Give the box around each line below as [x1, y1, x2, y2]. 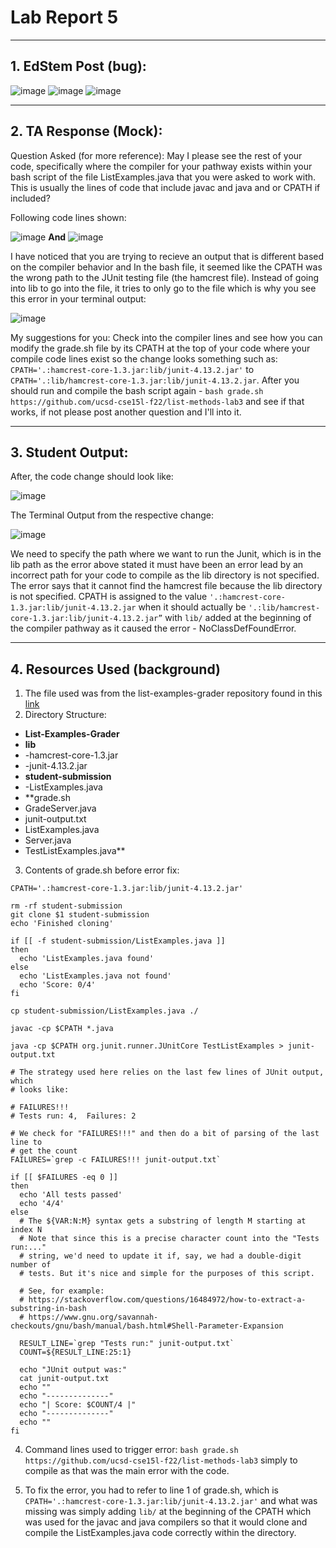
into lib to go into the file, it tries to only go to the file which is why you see [10, 282, 317, 294]
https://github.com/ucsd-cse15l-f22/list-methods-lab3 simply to [24, 1454, 298, 1466]
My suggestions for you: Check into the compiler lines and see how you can [10, 331, 323, 343]
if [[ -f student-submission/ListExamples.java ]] [10, 936, 226, 946]
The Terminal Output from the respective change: [10, 509, 215, 521]
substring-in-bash [10, 1304, 87, 1314]
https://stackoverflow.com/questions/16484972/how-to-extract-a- [28, 1295, 307, 1305]
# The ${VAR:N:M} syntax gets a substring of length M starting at [19, 1216, 307, 1226]
